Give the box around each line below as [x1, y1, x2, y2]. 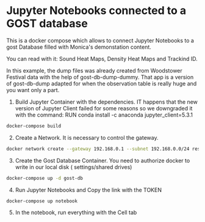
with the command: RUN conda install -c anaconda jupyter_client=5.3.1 [15, 111, 193, 118]
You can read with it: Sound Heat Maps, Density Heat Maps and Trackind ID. [6, 55, 198, 62]
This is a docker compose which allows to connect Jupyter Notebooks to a [6, 37, 194, 44]
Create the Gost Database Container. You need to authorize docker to [15, 157, 190, 164]
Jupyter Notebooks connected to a [6, 4, 187, 18]
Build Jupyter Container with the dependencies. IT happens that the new [15, 98, 198, 106]
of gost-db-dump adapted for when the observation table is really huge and [6, 80, 197, 87]
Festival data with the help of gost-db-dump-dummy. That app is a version [6, 73, 194, 81]
